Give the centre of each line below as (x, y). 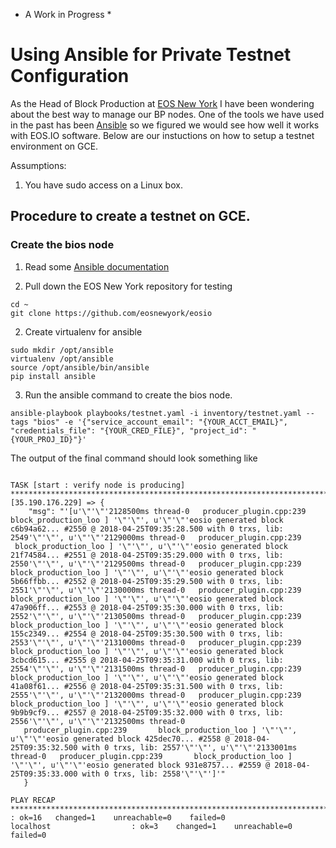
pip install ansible (53, 376)
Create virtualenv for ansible (83, 331)
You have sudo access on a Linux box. (103, 185)
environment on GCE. (54, 146)
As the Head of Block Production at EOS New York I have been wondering (162, 103)
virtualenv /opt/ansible (62, 359)
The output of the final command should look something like (134, 458)
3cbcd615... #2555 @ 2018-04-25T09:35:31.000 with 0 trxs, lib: (147, 660)
